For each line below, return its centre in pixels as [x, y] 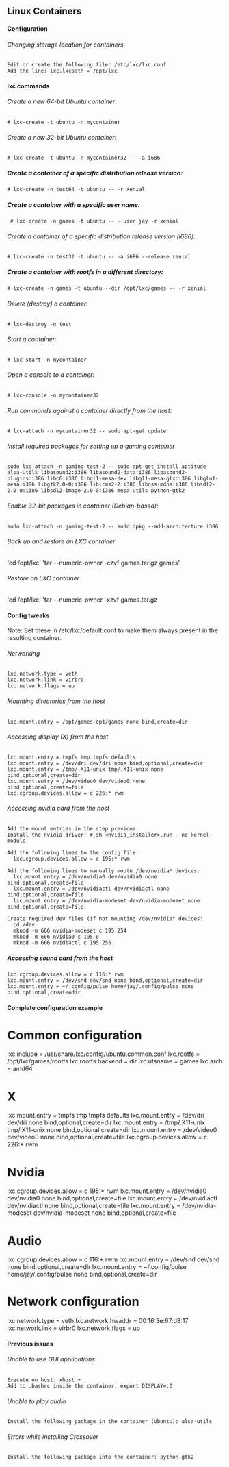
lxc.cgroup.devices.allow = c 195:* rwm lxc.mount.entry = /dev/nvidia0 [107, 1191]
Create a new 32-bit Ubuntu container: [62, 137]
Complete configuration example [55, 1007]
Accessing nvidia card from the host [58, 809]
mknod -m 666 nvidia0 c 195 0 [56, 937]
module [16, 841]
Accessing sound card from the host [60, 958]
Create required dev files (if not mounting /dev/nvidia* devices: [105, 919]
